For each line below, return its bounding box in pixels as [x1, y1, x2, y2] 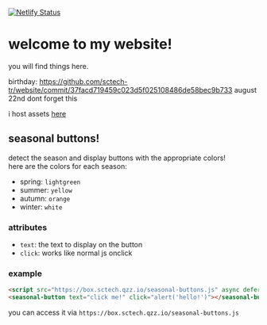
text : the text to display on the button [19, 240, 143, 250]
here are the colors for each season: [8, 161, 127, 170]
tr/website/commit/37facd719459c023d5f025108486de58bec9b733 [8, 85, 233, 94]
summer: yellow [19, 185, 73, 194]
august [234, 85, 257, 94]
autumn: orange [19, 193, 71, 203]
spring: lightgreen [19, 177, 81, 186]
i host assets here [8, 109, 67, 118]
